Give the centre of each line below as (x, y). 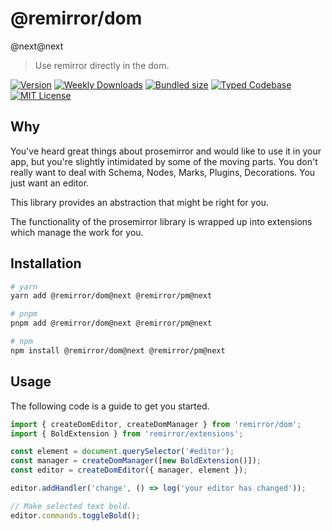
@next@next (37, 46)
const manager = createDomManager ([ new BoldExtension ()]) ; (136, 461)
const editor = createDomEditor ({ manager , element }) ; (129, 470)
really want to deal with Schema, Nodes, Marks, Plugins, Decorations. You (163, 172)
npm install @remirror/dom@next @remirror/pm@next (118, 350)
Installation (46, 263)
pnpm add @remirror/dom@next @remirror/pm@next (111, 323)
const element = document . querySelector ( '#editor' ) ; (122, 452)
